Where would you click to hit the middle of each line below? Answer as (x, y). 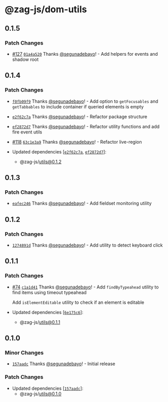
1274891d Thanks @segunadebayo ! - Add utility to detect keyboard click (88, 245)
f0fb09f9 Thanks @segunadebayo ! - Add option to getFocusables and (85, 101)
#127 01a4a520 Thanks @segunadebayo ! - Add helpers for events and (85, 54)
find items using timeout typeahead (49, 292)
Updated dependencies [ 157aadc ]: (48, 388)
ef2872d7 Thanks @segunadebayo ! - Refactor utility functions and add (86, 126)
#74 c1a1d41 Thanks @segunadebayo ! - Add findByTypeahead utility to (85, 287)
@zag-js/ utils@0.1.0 (40, 394)
